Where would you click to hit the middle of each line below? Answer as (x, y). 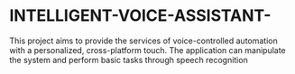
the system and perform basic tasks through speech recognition (129, 60)
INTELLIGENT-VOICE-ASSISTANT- (140, 16)
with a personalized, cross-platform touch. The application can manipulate (147, 50)
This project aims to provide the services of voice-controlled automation (143, 41)
